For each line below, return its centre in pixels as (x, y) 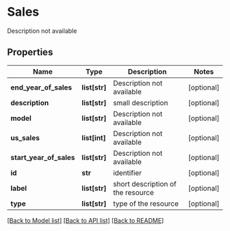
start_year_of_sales (43, 157)
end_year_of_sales (41, 87)
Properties (30, 52)
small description (140, 103)
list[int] (94, 137)
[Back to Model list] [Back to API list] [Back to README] (86, 220)
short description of (144, 184)
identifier (127, 173)
